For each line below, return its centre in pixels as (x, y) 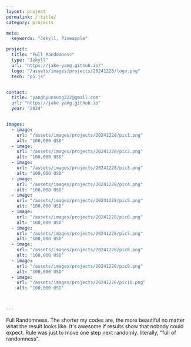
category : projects (30, 22)
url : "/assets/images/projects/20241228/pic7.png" (80, 233)
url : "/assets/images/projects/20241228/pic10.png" (81, 282)
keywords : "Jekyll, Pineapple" (50, 39)
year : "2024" (27, 109)
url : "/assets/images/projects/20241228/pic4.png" (80, 184)
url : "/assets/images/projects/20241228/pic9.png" (80, 266)
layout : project (26, 11)
